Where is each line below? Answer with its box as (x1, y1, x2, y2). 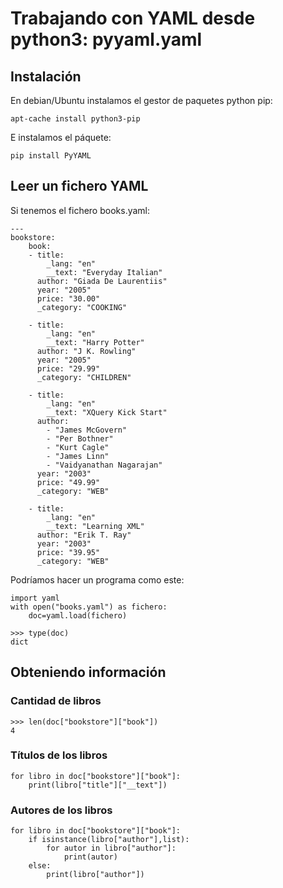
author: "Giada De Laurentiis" (36, 276, 168, 286)
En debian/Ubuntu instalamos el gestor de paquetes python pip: (10, 95, 273, 106)
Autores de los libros (10, 803, 113, 817)
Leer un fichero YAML (10, 178, 149, 195)
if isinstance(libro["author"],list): (28, 835, 190, 845)
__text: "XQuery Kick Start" (46, 407, 168, 417)
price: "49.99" (36, 477, 101, 487)
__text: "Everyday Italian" (46, 267, 163, 277)
